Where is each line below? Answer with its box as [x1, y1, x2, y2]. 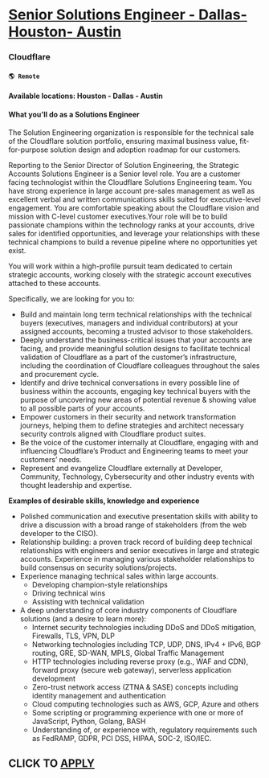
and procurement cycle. [19, 369, 100, 379]
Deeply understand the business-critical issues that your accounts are [19, 335, 253, 345]
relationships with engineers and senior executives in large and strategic [19, 545, 260, 555]
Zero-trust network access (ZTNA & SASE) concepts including [31, 682, 238, 692]
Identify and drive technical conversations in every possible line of [19, 378, 240, 387]
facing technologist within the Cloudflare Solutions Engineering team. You [8, 177, 252, 186]
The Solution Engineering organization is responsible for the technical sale [8, 127, 255, 137]
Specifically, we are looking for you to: [8, 293, 135, 303]
